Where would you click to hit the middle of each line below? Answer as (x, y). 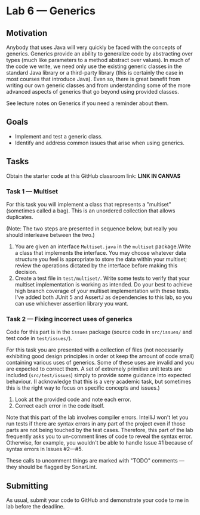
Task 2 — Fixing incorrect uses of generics (69, 319)
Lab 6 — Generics (51, 11)
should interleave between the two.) (50, 235)
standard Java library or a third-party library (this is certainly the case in (95, 73)
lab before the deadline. (36, 507)
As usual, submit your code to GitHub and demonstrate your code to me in (98, 500)
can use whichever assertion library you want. (72, 303)
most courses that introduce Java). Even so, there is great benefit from (93, 79)
